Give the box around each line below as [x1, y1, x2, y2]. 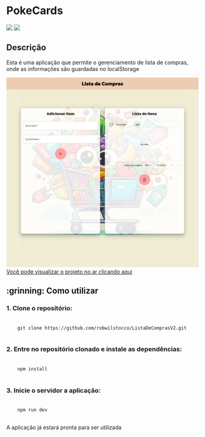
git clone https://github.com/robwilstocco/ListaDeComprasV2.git [17, 325, 187, 331]
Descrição [6, 42, 46, 53]
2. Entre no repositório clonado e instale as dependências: [6, 345, 182, 354]
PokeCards [6, 4, 63, 18]
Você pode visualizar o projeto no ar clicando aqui [6, 267, 132, 275]
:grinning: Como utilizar [6, 286, 99, 296]
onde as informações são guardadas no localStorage [6, 65, 139, 72]
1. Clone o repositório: [6, 304, 73, 313]
